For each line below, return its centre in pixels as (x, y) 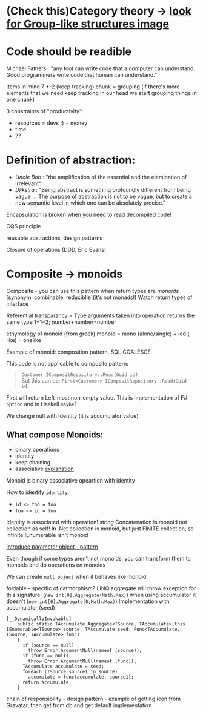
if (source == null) (48, 645)
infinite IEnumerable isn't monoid (47, 535)
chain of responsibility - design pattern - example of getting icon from (93, 699)
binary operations (37, 449)
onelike (32, 340)
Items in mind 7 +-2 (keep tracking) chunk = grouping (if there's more (93, 87)
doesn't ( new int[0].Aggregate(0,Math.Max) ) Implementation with (88, 601)
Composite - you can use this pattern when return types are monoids (93, 291)
